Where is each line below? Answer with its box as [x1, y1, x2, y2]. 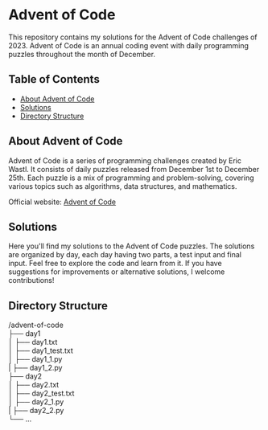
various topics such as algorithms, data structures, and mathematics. [8, 181, 237, 190]
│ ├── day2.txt [8, 380, 60, 390]
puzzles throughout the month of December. [8, 49, 155, 59]
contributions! [8, 276, 55, 285]
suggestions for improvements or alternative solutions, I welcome [8, 267, 225, 276]
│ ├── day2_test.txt [8, 388, 75, 399]
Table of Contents [8, 72, 101, 86]
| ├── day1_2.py [8, 363, 63, 373]
